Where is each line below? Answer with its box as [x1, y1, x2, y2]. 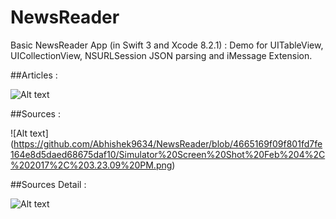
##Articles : [10, 69, 58, 81]
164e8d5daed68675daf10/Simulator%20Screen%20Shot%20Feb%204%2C [10, 148, 326, 160]
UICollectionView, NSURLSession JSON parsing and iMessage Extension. [10, 49, 313, 61]
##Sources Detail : [10, 178, 87, 190]
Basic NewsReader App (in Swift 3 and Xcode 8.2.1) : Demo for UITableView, [10, 39, 324, 51]
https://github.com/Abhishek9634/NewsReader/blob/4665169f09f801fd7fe [13, 137, 323, 150]
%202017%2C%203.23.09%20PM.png [10, 159, 173, 171]
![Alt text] [10, 127, 49, 139]
